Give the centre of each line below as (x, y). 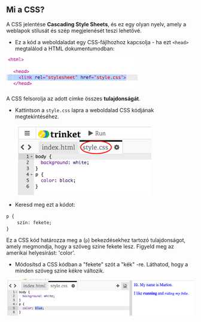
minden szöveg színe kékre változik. (60, 271)
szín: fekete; (34, 223)
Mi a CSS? (25, 10)
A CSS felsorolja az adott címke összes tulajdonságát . (73, 99)
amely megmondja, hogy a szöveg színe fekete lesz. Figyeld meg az (90, 247)
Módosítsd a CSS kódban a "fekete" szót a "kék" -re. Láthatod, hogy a (101, 265)
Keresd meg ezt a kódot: (45, 204)
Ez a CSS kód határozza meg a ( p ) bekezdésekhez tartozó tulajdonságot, (96, 240)
